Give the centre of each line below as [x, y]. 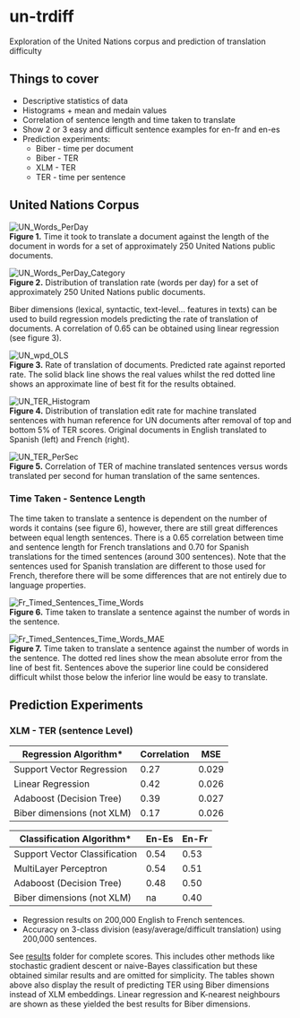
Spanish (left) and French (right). [69, 439]
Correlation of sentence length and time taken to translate [129, 119]
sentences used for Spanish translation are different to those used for [137, 566]
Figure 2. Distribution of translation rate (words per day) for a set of [134, 282]
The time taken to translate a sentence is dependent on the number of [138, 518]
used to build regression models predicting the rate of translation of [134, 318]
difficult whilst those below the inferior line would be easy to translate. [139, 677]
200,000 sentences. [60, 938]
